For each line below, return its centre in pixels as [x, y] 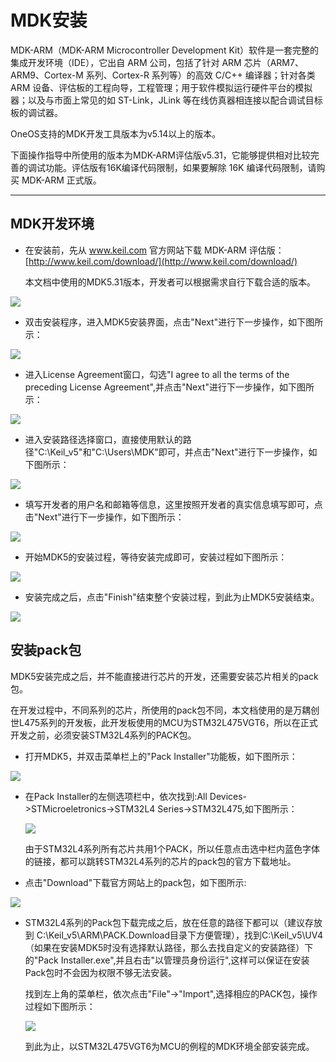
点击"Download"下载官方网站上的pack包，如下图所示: [135, 882]
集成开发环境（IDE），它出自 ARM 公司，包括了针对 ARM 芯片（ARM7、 [157, 62]
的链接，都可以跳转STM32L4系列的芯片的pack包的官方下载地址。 [160, 861]
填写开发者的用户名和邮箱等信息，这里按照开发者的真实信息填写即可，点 [173, 504]
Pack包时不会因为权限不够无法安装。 [101, 972]
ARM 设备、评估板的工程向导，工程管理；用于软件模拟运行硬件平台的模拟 [161, 87]
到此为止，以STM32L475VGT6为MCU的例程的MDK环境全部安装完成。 [169, 1046]
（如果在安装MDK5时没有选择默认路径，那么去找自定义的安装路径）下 [169, 947]
